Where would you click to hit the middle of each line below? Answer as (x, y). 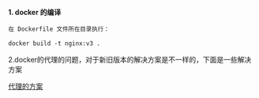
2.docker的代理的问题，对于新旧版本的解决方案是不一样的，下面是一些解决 (130, 59)
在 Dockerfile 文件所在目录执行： (59, 29)
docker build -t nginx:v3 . (54, 43)
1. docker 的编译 (35, 12)
